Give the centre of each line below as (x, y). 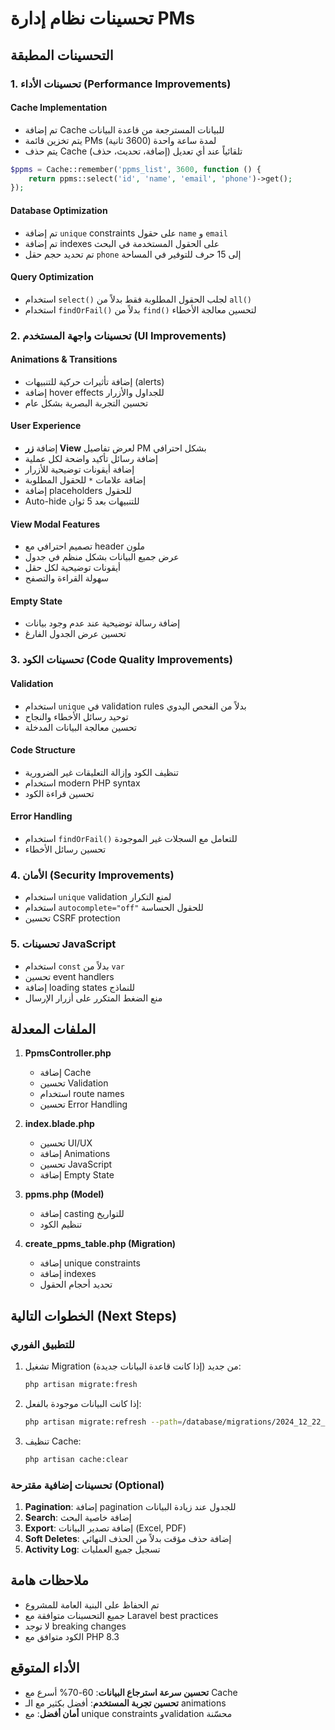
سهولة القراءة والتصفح (67, 578)
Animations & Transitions (64, 359)
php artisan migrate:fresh (81, 1385)
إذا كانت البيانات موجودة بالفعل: (83, 1403)
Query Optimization (52, 277)
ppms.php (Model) (64, 1194)
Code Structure (43, 750)
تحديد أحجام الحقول (76, 1284)
